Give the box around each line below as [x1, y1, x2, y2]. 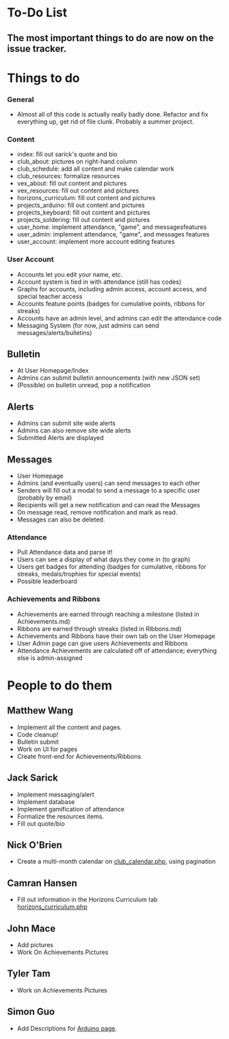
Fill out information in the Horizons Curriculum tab [16, 896, 159, 904]
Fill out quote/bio [16, 819, 65, 827]
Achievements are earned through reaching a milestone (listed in [16, 610, 200, 618]
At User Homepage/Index [16, 367, 89, 375]
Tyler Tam [7, 968, 51, 979]
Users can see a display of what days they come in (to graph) [16, 555, 191, 563]
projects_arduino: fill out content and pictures [16, 201, 145, 210]
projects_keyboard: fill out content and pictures [16, 208, 150, 217]
